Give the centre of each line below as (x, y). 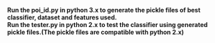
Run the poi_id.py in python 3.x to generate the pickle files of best (104, 10)
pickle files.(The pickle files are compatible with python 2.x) (96, 32)
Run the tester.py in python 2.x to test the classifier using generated (108, 25)
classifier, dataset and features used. (62, 17)
